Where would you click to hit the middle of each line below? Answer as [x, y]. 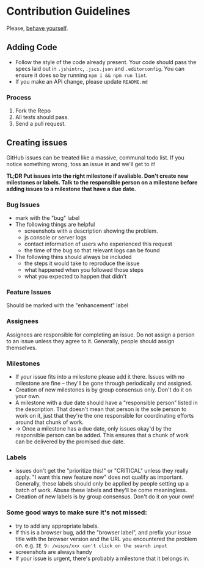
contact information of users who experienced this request [98, 244]
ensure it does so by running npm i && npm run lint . [81, 75]
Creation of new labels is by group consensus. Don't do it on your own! [104, 497]
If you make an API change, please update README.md [81, 81]
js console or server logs [55, 238]
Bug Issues [23, 205]
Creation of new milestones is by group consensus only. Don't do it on [104, 390]
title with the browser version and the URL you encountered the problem [106, 539]
